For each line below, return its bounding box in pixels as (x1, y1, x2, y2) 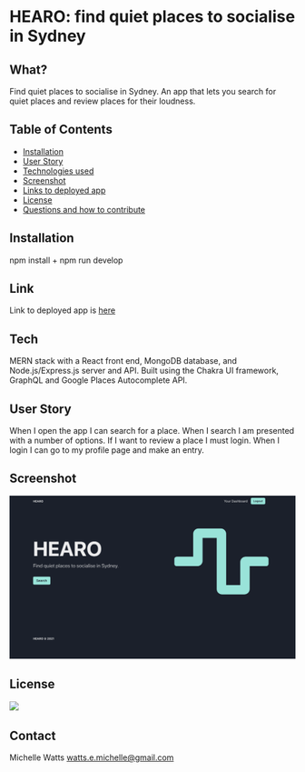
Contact (9, 728, 56, 744)
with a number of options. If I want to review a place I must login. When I (9, 435, 280, 446)
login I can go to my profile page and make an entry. (9, 445, 204, 456)
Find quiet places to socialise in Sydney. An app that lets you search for (9, 86, 277, 96)
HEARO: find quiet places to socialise (9, 6, 296, 27)
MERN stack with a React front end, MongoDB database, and (9, 356, 238, 366)
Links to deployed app (22, 185, 106, 196)
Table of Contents (9, 122, 113, 137)
